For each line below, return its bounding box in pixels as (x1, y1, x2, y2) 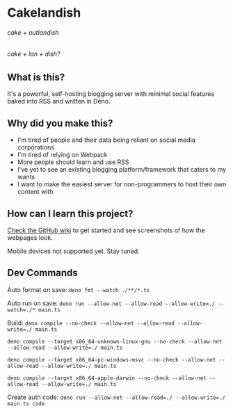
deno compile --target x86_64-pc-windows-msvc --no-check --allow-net (7, 356, 216, 363)
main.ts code (7, 400, 45, 407)
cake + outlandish (7, 28, 59, 36)
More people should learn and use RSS (17, 158, 130, 166)
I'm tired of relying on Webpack (17, 151, 108, 159)
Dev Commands (7, 267, 78, 279)
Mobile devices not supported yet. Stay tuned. (7, 247, 140, 255)
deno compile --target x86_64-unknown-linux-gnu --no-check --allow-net (7, 338, 223, 345)
